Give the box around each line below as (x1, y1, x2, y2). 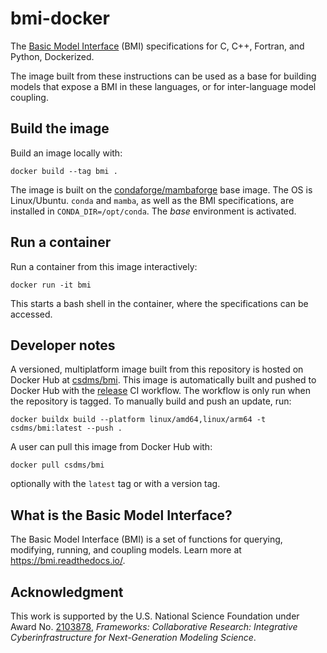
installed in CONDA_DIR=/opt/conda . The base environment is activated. (10, 205, 297, 217)
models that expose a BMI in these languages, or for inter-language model (10, 80, 317, 92)
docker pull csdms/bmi (10, 460, 105, 471)
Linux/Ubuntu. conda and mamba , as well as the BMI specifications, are (10, 194, 295, 206)
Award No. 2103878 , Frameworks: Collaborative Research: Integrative (10, 621, 298, 632)
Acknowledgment (10, 583, 124, 601)
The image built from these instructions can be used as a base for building (10, 70, 317, 82)
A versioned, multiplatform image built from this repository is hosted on (10, 363, 304, 376)
